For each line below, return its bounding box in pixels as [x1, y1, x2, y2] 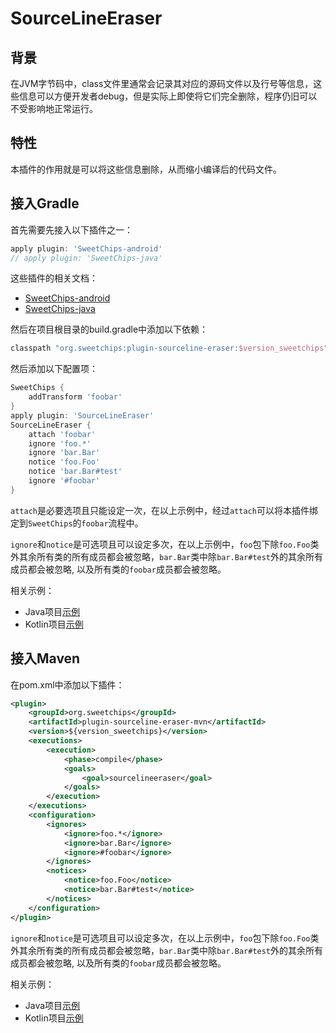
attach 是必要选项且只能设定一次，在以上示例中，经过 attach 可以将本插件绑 [10, 504, 318, 516]
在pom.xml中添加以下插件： [10, 678, 125, 691]
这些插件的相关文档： [10, 272, 98, 284]
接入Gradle [10, 195, 80, 212]
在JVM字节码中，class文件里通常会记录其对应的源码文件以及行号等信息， [10, 78, 314, 89]
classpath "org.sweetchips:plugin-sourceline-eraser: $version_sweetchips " [10, 343, 329, 354]
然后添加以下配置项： [10, 363, 98, 375]
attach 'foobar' [28, 429, 97, 439]
